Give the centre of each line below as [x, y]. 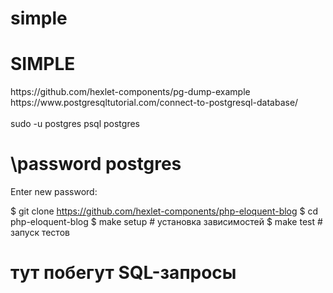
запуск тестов [40, 233]
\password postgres [96, 164]
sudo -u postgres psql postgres [75, 124]
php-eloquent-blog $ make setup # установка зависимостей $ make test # [166, 222]
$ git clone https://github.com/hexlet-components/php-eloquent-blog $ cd [164, 211]
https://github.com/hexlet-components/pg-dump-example [130, 92]
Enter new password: [54, 192]
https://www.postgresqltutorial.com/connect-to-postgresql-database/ [154, 103]
